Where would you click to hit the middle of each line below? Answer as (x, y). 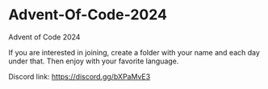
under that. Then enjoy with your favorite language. (94, 61)
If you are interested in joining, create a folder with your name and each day (134, 52)
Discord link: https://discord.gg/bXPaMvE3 (80, 76)
